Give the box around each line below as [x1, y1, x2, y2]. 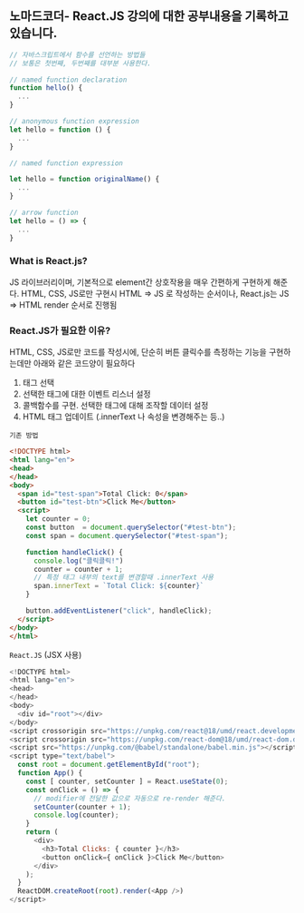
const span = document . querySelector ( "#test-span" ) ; [25, 531, 229, 540]
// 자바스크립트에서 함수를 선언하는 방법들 [9, 50, 146, 59]
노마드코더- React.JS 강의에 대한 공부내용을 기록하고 [9, 8, 290, 25]
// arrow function [9, 208, 79, 218]
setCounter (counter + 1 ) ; [33, 802, 131, 811]
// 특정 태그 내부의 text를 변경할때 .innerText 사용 [33, 573, 214, 583]
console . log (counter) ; [33, 810, 119, 820]
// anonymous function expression [9, 117, 140, 126]
